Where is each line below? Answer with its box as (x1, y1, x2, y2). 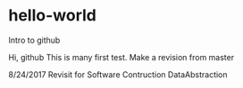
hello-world (8, 5, 97, 26)
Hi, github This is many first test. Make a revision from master (8, 52, 234, 62)
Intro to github (8, 35, 61, 45)
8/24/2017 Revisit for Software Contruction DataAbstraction (8, 68, 229, 80)
